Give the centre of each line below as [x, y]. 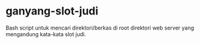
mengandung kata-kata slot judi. [46, 34]
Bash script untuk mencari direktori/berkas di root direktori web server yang [100, 28]
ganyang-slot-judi [52, 11]
